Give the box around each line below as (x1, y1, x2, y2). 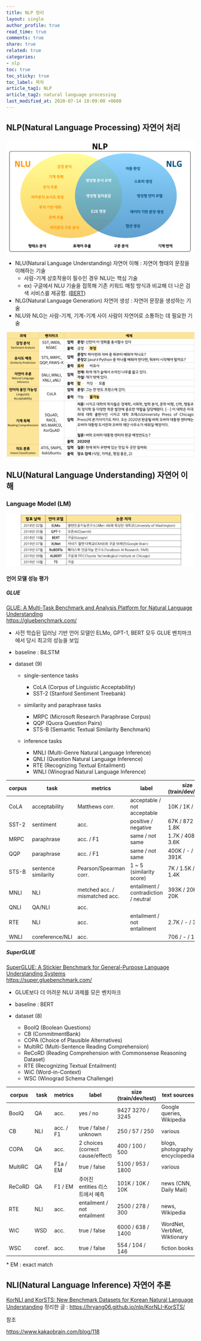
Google (161, 1103, 179, 1111)
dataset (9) (14, 660, 42, 668)
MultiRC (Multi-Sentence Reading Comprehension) (23, 1043, 150, 1050)
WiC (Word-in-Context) (23, 1068, 82, 1076)
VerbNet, (161, 1227, 184, 1234)
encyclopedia (161, 1152, 194, 1159)
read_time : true (6, 29, 47, 35)
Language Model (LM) (6, 500, 72, 508)
